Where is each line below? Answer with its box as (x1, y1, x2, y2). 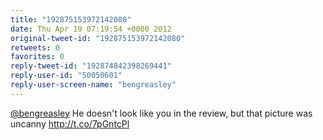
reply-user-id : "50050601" (10, 71, 123, 81)
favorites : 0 (10, 52, 65, 62)
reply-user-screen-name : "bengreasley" (10, 80, 177, 90)
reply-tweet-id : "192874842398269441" (10, 61, 172, 71)
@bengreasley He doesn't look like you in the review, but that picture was (10, 107, 313, 119)
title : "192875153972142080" (10, 14, 132, 25)
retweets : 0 (10, 42, 60, 53)
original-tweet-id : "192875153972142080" (10, 33, 186, 43)
